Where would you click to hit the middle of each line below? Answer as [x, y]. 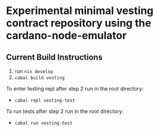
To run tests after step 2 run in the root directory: [65, 111]
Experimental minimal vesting [80, 11]
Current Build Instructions [54, 57]
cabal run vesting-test [44, 123]
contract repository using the [79, 23]
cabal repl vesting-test [45, 100]
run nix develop [34, 71]
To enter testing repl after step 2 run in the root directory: [75, 88]
